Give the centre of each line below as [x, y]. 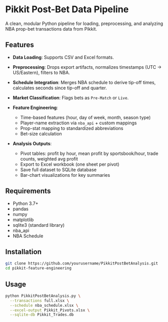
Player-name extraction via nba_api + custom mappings [78, 123]
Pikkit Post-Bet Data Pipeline [67, 9]
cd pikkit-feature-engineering [38, 269]
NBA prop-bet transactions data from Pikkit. [51, 29]
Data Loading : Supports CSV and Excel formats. [63, 57]
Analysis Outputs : [32, 143]
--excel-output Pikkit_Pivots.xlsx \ [50, 310]
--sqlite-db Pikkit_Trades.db [42, 315]
